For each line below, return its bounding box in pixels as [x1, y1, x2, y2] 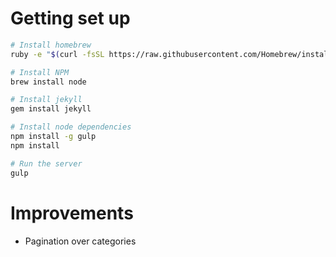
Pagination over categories [24, 235, 137, 247]
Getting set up [10, 7, 131, 30]
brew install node [10, 77, 87, 87]
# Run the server [10, 158, 83, 169]
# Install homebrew [10, 40, 92, 50]
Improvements [10, 202, 134, 224]
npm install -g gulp [10, 132, 97, 142]
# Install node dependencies [10, 122, 132, 132]
